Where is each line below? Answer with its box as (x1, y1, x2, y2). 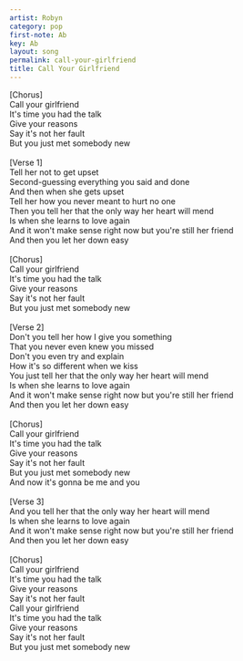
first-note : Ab (9, 30, 67, 39)
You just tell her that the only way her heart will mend (9, 370, 209, 381)
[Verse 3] (9, 496, 45, 507)
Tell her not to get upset (9, 166, 99, 178)
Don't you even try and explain (9, 350, 125, 361)
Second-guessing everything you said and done (9, 176, 190, 187)
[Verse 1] (9, 157, 43, 168)
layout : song (9, 47, 59, 57)
